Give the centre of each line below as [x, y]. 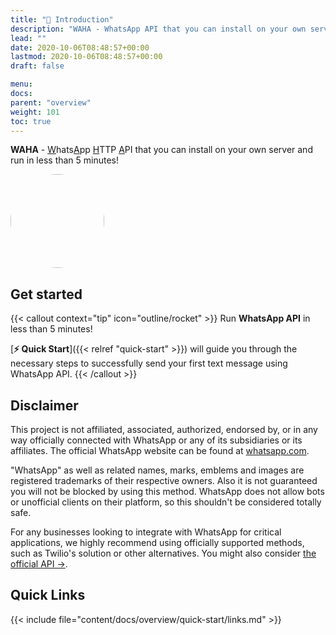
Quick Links [48, 595]
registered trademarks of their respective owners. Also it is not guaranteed [164, 480]
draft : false [37, 66]
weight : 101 [35, 112]
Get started [46, 294]
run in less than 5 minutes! [65, 160]
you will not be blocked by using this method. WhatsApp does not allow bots [167, 491]
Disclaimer [44, 405]
